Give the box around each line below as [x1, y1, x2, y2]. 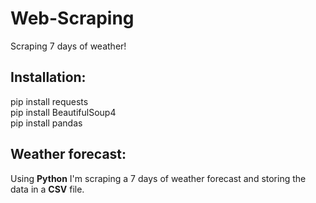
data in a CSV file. [10, 183, 85, 195]
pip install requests [10, 95, 89, 107]
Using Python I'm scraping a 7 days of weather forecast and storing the [10, 172, 307, 184]
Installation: [10, 69, 87, 86]
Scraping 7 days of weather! [10, 40, 127, 52]
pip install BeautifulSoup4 [10, 106, 117, 118]
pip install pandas [10, 117, 83, 129]
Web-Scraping [10, 7, 135, 30]
